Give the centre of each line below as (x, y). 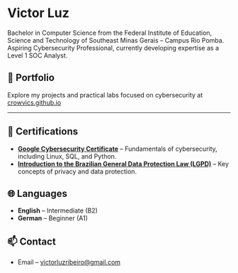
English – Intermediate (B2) (57, 210)
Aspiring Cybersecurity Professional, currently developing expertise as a (113, 48)
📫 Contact (32, 241)
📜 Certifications (43, 132)
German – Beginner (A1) (53, 218)
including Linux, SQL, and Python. (67, 156)
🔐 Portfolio (31, 78)
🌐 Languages (37, 193)
